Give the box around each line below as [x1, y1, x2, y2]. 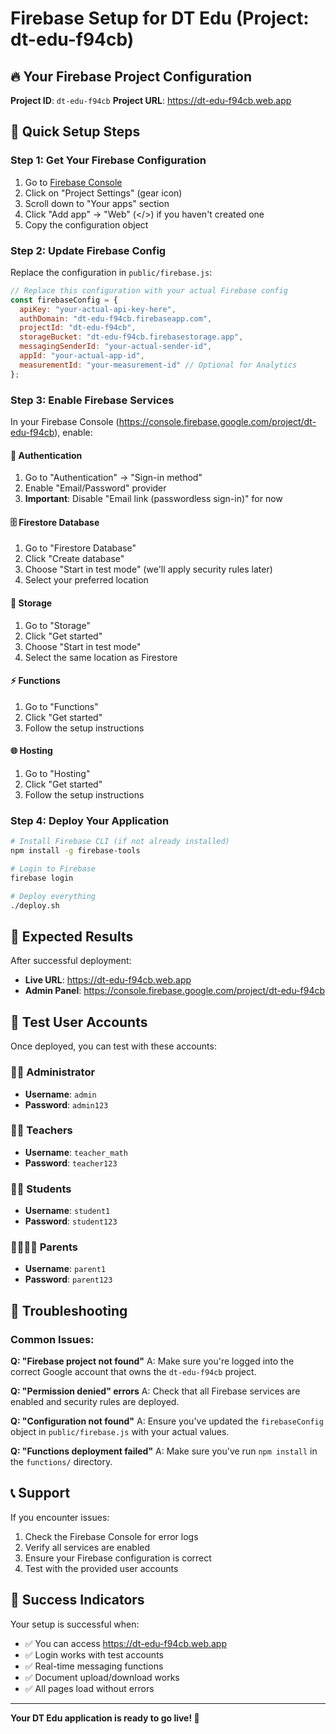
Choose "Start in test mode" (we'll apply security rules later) [24, 563, 273, 576]
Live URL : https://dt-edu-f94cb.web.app [24, 974, 192, 986]
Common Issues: [10, 1332, 95, 1346]
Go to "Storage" [24, 619, 91, 631]
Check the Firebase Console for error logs [24, 1530, 199, 1542]
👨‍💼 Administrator [10, 1065, 96, 1079]
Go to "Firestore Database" [24, 542, 137, 554]
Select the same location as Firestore [24, 651, 178, 663]
